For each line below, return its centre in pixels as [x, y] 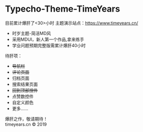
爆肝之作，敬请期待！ [26, 119]
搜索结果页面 [25, 84]
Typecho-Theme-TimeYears [63, 9]
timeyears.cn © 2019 [26, 124]
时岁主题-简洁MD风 [31, 33]
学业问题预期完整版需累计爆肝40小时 [49, 45]
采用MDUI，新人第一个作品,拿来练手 [48, 39]
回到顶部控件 [25, 90]
